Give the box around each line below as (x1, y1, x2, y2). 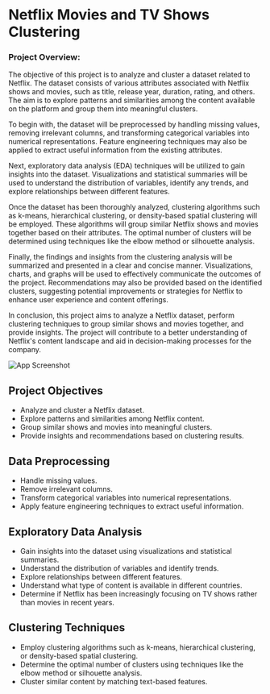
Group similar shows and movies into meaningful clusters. (19, 422, 213, 432)
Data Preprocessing (8, 454, 110, 468)
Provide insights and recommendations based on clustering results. (19, 431, 244, 441)
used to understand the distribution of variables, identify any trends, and (8, 178, 249, 188)
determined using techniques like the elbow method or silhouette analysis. (8, 236, 255, 247)
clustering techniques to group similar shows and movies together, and (8, 319, 244, 329)
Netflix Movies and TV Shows (8, 6, 210, 24)
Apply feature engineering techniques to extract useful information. (19, 501, 244, 511)
